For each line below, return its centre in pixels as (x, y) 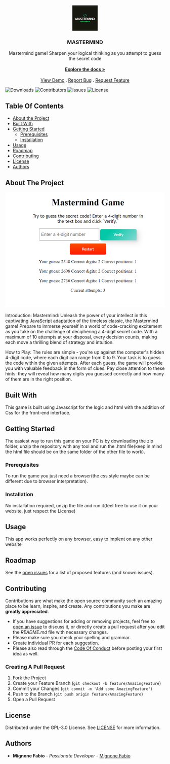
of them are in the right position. (39, 379)
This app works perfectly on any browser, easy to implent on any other (79, 539)
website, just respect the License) (40, 511)
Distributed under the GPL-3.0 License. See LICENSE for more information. (83, 727)
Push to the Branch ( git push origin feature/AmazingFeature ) (78, 694)
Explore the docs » (85, 70)
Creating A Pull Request (35, 667)
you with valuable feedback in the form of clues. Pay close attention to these (85, 368)
